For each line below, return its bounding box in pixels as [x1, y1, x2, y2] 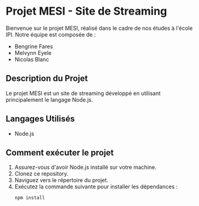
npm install [14, 195, 45, 201]
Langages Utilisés [5, 114, 75, 124]
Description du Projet [5, 73, 88, 83]
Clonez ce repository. [14, 170, 69, 177]
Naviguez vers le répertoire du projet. [14, 177, 109, 184]
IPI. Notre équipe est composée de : [5, 30, 96, 38]
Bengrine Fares [14, 43, 53, 50]
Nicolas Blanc [14, 55, 49, 63]
